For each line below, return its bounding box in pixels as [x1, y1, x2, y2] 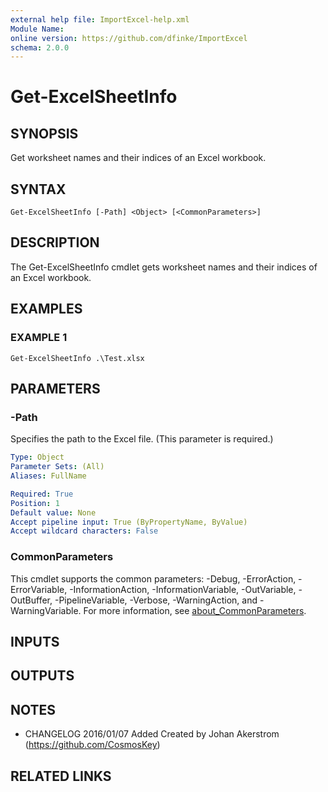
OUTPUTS [10, 667, 75, 685]
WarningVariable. [10, 604, 82, 616]
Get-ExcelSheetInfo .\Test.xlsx [10, 353, 145, 363]
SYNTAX [10, 181, 67, 198]
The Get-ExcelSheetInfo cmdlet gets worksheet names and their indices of [10, 261, 318, 273]
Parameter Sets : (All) [10, 462, 105, 472]
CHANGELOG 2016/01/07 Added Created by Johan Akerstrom [24, 728, 280, 740]
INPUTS [10, 633, 60, 650]
